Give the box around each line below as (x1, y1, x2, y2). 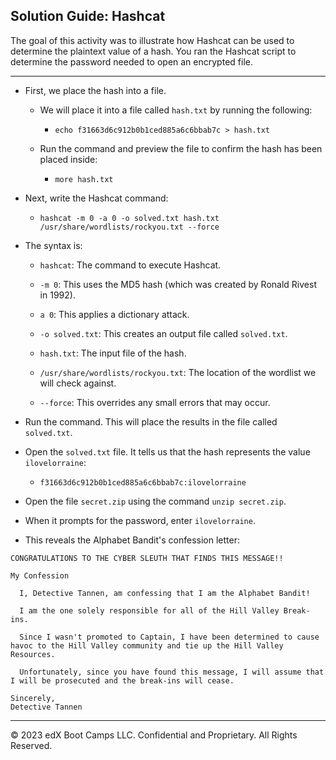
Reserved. (10, 739, 53, 751)
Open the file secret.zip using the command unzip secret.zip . (24, 495, 287, 507)
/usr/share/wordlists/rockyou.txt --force (39, 222, 220, 232)
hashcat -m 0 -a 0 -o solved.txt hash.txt (39, 213, 220, 223)
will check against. (39, 377, 117, 389)
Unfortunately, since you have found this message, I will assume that (19, 667, 325, 677)
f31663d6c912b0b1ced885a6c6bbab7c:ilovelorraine (39, 477, 247, 488)
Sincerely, (10, 693, 56, 703)
